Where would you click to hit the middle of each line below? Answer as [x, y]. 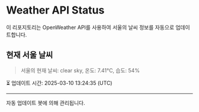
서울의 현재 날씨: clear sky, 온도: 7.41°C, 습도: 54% [80, 70]
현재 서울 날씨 [30, 55]
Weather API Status [55, 10]
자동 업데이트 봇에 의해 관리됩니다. [46, 103]
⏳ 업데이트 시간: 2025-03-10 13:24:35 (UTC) [59, 83]
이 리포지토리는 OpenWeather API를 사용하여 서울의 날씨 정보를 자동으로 [90, 27]
